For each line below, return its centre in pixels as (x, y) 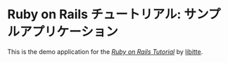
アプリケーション (69, 32)
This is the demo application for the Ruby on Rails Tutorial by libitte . (105, 51)
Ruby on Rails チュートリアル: (94, 14)
